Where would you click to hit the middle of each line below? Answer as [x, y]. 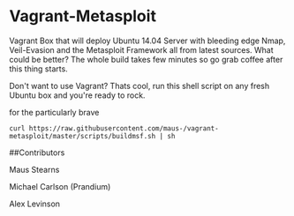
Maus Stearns [34, 169]
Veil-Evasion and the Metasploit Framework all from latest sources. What [141, 49]
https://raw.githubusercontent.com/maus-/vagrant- [124, 128]
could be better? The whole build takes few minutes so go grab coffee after [146, 59]
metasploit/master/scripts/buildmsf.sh [83, 136]
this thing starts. [38, 69]
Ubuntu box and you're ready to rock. [77, 95]
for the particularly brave [54, 112]
